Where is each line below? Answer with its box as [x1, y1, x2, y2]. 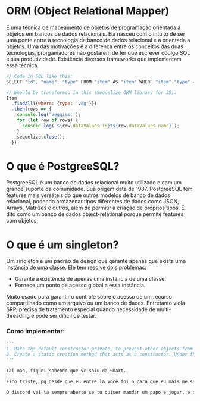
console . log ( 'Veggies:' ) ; [17, 112, 82, 118]
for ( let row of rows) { [17, 117, 79, 123]
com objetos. [6, 217, 39, 224]
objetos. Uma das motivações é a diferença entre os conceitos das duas [6, 43, 183, 50]
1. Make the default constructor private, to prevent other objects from [6, 346, 193, 352]
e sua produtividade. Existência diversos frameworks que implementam [6, 55, 182, 62]
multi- [157, 306, 171, 313]
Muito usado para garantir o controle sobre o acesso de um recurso [6, 293, 173, 300]
